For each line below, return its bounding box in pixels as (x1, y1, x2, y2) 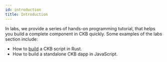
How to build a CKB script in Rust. (12, 46, 82, 52)
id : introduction (5, 7, 41, 12)
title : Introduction (5, 12, 48, 17)
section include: (5, 36, 38, 42)
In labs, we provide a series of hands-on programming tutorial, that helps (5, 25, 155, 31)
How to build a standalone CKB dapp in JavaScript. (12, 51, 118, 57)
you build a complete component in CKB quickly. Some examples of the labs (5, 31, 162, 37)
